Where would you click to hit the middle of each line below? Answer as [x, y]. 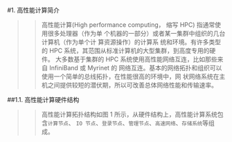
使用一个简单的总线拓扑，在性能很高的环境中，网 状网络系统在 [130, 77]
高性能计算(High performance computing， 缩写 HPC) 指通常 [128, 25]
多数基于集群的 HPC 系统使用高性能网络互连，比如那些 [139, 59]
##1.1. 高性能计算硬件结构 [43, 100]
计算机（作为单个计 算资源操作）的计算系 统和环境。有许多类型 [131, 42]
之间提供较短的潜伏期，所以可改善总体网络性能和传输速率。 [133, 85]
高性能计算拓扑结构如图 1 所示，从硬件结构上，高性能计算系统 [130, 114]
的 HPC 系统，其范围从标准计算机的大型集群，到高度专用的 [125, 51]
